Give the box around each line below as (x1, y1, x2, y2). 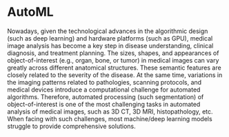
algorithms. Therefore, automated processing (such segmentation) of (7, 92, 204, 101)
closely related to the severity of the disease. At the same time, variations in (7, 70, 223, 79)
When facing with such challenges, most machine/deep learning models (7, 114, 212, 123)
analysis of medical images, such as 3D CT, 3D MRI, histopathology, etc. (7, 107, 213, 116)
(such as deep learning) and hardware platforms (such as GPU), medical (7, 34, 213, 42)
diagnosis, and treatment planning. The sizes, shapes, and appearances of (7, 49, 219, 57)
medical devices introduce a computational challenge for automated (7, 85, 201, 94)
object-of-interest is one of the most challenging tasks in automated (7, 100, 201, 108)
